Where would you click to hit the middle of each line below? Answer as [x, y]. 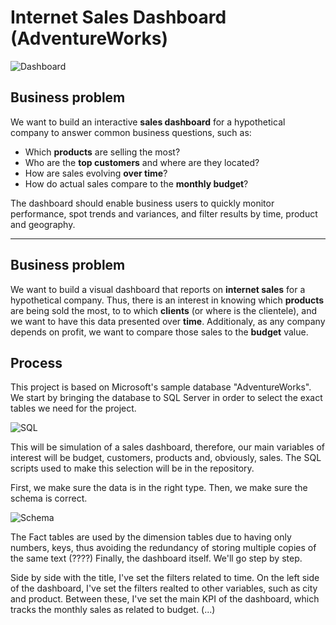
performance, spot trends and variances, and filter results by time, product [164, 213]
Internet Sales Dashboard [118, 17]
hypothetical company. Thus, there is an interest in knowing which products [167, 300]
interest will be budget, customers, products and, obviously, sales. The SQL [166, 458]
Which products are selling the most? [102, 152]
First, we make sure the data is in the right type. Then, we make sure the [159, 488]
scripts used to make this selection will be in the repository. [132, 468]
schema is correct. [49, 498]
